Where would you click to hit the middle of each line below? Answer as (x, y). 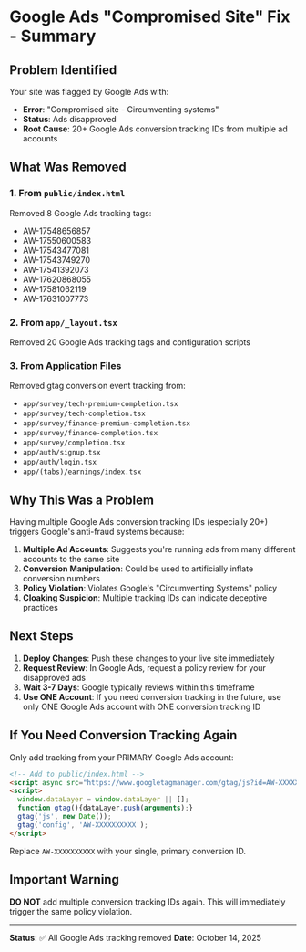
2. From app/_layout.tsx (64, 322)
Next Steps (41, 636)
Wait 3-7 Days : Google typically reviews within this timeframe (138, 687)
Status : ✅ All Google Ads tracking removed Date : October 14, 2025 (136, 937)
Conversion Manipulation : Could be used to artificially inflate (138, 569)
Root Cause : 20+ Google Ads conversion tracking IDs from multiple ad (155, 129)
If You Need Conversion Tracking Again (123, 735)
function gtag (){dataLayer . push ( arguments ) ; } (106, 808)
